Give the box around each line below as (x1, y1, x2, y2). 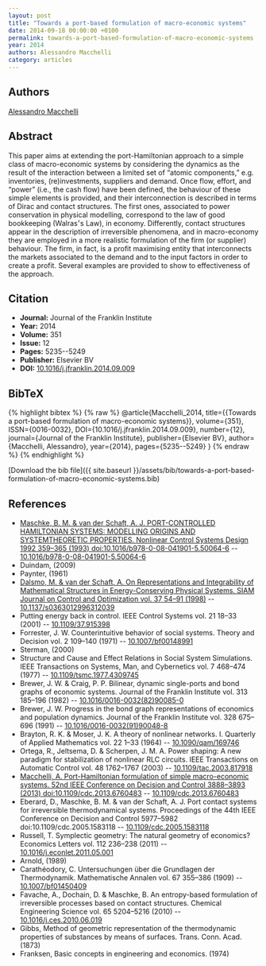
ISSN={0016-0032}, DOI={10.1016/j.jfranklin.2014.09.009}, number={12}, (8, 425, 245, 434)
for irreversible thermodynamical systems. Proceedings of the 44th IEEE (19, 805, 256, 815)
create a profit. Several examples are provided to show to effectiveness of (8, 260, 250, 270)
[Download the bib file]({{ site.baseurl (8, 466, 132, 475)
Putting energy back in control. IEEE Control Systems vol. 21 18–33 (19, 611, 237, 620)
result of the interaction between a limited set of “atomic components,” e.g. (8, 168, 254, 177)
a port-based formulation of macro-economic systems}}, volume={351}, (8, 417, 244, 426)
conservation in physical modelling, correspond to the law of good (8, 210, 226, 219)
